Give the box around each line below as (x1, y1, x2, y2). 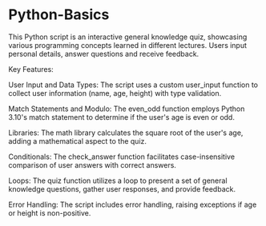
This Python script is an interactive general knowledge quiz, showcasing (8, 32, 248, 42)
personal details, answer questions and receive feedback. (8, 49, 199, 58)
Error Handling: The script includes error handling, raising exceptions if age (8, 200, 257, 209)
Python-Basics (8, 6, 110, 24)
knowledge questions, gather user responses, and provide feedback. (8, 184, 236, 193)
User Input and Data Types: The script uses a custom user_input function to (8, 80, 259, 89)
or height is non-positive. (8, 208, 91, 217)
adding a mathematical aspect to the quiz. (8, 136, 147, 145)
